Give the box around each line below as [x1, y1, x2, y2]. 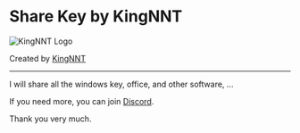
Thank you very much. [9, 113, 92, 124]
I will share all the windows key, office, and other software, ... [9, 79, 234, 89]
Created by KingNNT [9, 53, 87, 63]
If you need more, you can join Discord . [9, 96, 154, 106]
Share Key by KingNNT [9, 6, 183, 27]
